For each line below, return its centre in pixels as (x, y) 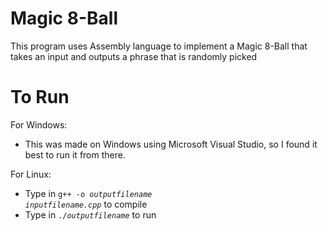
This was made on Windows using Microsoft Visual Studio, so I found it (171, 144)
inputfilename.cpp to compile (86, 204)
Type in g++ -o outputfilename (88, 193)
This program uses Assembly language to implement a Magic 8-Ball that (159, 46)
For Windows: (39, 124)
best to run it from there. (75, 154)
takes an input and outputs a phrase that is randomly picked (134, 56)
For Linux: (31, 174)
